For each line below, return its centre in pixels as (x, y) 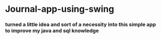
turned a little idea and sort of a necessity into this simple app (81, 25)
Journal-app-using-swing (60, 9)
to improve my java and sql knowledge (52, 31)
